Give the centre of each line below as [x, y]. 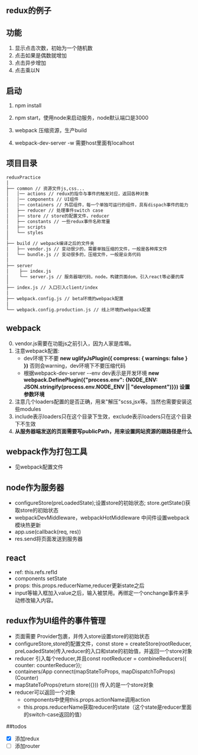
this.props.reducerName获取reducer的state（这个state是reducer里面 [108, 707]
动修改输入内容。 [35, 600]
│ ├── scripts [26, 227]
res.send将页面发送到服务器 [48, 539]
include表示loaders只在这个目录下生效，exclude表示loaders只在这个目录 [103, 416]
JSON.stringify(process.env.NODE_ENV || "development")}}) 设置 [107, 387]
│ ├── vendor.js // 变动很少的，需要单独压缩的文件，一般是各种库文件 [87, 249]
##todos [16, 726]
